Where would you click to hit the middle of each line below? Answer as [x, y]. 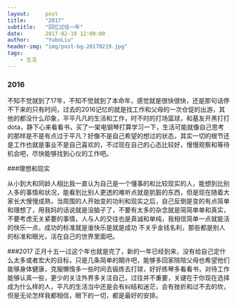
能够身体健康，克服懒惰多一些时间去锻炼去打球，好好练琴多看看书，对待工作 [119, 269]
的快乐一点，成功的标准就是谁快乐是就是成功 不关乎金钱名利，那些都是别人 [116, 228]
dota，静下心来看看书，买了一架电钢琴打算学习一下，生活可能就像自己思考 [116, 127]
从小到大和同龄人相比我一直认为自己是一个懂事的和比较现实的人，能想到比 [115, 183]
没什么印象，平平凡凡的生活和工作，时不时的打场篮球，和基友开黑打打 [128, 118]
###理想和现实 [29, 169]
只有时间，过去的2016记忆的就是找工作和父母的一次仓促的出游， [125, 109]
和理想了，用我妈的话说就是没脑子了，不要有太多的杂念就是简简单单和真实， [119, 210]
